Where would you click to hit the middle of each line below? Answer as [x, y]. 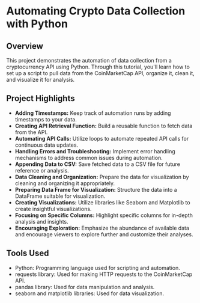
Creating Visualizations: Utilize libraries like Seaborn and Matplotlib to [102, 202]
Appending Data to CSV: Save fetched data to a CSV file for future [97, 164]
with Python [37, 24]
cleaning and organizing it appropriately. [65, 183]
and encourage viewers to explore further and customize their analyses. [104, 234]
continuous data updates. [47, 145]
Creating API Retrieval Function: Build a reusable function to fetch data [104, 126]
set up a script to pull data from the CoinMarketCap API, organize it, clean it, [101, 73]
